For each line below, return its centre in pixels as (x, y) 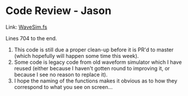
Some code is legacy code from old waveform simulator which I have (98, 62)
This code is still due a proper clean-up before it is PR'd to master (94, 49)
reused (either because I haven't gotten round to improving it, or (92, 68)
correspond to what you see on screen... (63, 87)
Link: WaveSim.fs (27, 27)
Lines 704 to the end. (31, 38)
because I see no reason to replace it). (61, 74)
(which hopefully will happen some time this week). (76, 56)
